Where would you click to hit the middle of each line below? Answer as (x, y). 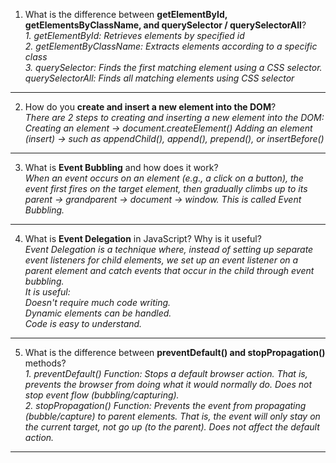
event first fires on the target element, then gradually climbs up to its (166, 188)
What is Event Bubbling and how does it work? (121, 167)
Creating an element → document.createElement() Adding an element (168, 128)
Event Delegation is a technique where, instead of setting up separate (169, 249)
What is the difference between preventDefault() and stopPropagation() (175, 352)
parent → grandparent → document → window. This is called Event (163, 199)
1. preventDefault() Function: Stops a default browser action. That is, (166, 373)
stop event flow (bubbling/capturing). (102, 395)
